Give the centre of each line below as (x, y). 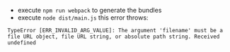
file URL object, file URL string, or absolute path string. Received (114, 37)
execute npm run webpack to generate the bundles (90, 10)
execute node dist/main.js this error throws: (83, 18)
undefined (22, 43)
